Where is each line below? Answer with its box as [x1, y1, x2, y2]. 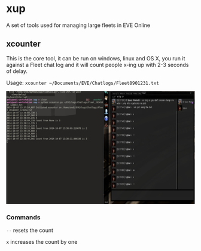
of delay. [6, 68, 28, 75]
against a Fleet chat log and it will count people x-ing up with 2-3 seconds [6, 61, 189, 68]
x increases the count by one [6, 238, 78, 246]
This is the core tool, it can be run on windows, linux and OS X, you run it [6, 54, 185, 62]
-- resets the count [6, 226, 54, 234]
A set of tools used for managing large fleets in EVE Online [6, 22, 151, 29]
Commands [6, 213, 41, 221]
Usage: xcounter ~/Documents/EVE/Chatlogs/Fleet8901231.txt [6, 79, 160, 86]
